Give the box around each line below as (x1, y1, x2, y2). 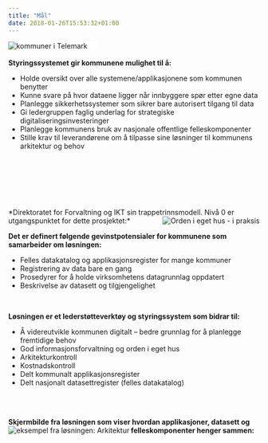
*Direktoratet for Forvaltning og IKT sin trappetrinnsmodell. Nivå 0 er (8, 207, 235, 217)
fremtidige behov (19, 335, 77, 345)
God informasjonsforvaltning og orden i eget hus (19, 343, 180, 353)
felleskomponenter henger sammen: (130, 425, 255, 435)
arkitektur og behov (19, 141, 85, 151)
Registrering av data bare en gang (19, 264, 132, 273)
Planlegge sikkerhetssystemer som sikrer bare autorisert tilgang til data (19, 99, 254, 108)
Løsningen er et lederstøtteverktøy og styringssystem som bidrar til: (8, 312, 240, 321)
